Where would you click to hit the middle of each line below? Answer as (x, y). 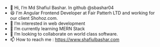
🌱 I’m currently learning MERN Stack (47, 29)
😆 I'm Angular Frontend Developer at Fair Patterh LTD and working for (82, 13)
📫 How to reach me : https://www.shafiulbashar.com (65, 39)
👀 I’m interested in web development (47, 23)
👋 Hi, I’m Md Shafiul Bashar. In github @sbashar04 (62, 8)
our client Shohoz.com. (34, 18)
